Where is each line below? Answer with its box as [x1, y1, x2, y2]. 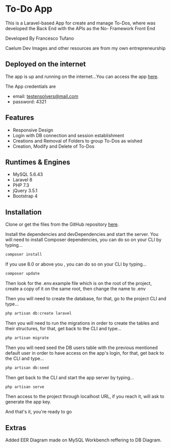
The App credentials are [5, 83, 56, 89]
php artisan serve [5, 384, 44, 389]
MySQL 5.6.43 [12, 171, 43, 177]
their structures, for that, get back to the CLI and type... [5, 325, 121, 331]
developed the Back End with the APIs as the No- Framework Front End [5, 25, 155, 31]
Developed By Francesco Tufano [5, 35, 74, 41]
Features [5, 113, 34, 122]
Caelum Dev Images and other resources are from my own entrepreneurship [5, 45, 166, 51]
